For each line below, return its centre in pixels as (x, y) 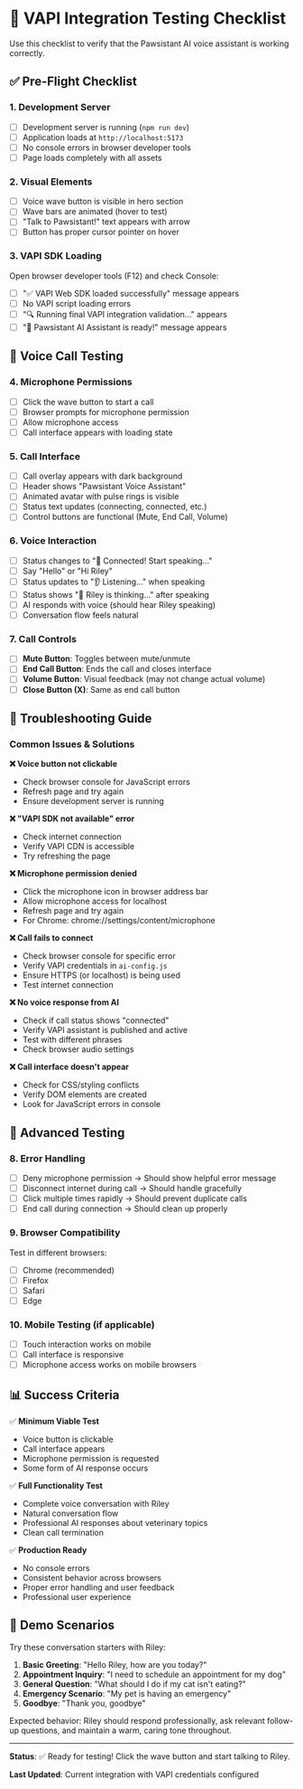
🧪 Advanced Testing (67, 1133)
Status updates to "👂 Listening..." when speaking (114, 582)
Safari (33, 1290)
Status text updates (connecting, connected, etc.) (115, 506)
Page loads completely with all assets (92, 157)
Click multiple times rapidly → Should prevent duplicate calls (135, 1198)
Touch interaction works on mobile (87, 1344)
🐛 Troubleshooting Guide (81, 719)
